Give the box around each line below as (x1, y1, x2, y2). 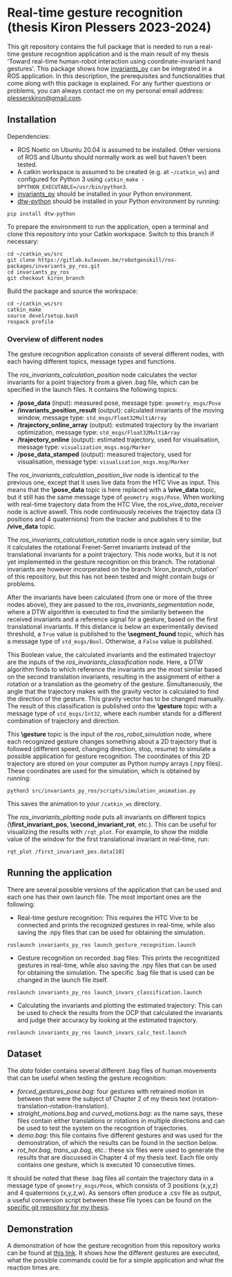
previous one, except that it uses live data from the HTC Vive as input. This (7, 478, 220, 486)
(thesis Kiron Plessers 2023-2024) (7, 19, 212, 35)
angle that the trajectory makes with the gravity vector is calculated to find (7, 688, 219, 696)
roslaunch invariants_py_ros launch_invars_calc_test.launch (7, 1029, 187, 1036)
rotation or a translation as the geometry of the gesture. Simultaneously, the (7, 680, 223, 688)
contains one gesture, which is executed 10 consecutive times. (17, 1160, 196, 1169)
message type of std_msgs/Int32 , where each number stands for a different (7, 710, 222, 718)
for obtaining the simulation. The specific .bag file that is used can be (17, 968, 215, 976)
